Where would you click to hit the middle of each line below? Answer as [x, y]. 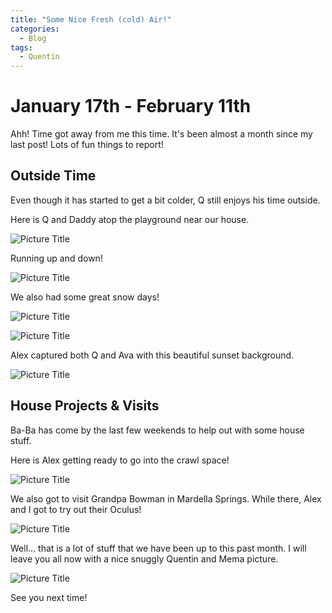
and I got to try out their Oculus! [76, 509]
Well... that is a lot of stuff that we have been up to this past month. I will [158, 548]
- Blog [33, 38]
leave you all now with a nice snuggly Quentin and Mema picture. [144, 558]
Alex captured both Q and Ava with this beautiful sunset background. [152, 355]
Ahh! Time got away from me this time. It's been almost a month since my [161, 134]
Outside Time [53, 176]
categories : [35, 29]
